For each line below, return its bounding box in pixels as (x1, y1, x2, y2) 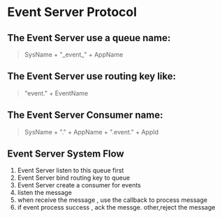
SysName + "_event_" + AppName (24, 50, 124, 59)
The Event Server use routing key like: (7, 70, 177, 82)
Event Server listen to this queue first (17, 166, 124, 175)
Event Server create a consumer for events (17, 181, 141, 189)
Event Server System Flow (7, 148, 124, 160)
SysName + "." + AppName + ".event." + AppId (24, 127, 159, 136)
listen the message (17, 189, 72, 197)
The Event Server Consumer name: (7, 109, 163, 121)
